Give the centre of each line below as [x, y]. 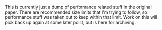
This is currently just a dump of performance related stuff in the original [78, 7]
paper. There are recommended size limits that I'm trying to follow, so [76, 12]
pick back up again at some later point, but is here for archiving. [70, 22]
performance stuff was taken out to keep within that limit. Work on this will [81, 17]
